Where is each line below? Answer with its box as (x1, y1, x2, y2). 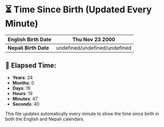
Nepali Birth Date (7, 44, 49, 51)
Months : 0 (12, 80, 34, 86)
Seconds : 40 (12, 101, 40, 107)
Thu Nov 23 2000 (72, 36, 116, 43)
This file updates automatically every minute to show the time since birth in (5, 111, 160, 117)
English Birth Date (7, 36, 51, 43)
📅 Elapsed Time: (5, 61, 56, 70)
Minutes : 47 (12, 96, 38, 102)
